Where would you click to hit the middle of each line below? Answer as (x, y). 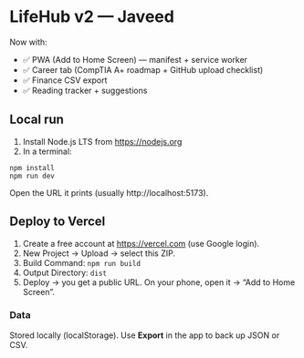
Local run (37, 120)
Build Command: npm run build (82, 262)
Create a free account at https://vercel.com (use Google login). (141, 243)
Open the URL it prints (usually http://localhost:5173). (109, 192)
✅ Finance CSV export (65, 80)
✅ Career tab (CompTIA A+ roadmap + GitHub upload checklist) (143, 69)
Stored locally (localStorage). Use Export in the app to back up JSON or (145, 335)
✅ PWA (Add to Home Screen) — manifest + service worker (135, 59)
